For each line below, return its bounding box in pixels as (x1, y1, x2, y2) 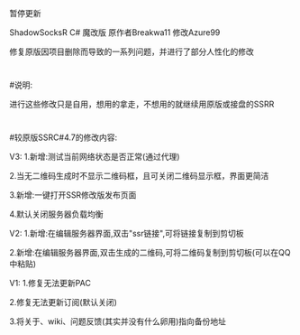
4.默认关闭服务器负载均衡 (9, 209, 104, 219)
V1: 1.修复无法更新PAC (9, 278, 92, 289)
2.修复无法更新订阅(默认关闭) (9, 297, 117, 308)
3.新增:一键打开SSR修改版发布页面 (9, 190, 137, 200)
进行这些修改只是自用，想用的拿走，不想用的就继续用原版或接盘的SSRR (9, 98, 275, 110)
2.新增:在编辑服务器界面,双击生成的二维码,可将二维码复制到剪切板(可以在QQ (9, 247, 291, 258)
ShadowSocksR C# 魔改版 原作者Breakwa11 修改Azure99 (9, 27, 221, 38)
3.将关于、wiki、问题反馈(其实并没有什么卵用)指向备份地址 (9, 316, 227, 327)
